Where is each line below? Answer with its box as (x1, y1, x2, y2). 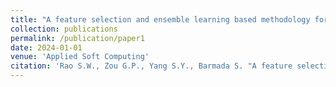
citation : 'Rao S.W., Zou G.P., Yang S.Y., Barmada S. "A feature (10, 61, 293, 71)
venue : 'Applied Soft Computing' (10, 52, 150, 62)
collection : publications (10, 24, 118, 34)
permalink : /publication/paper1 (10, 33, 145, 43)
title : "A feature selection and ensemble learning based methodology (10, 14, 311, 25)
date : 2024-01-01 (10, 42, 83, 53)
